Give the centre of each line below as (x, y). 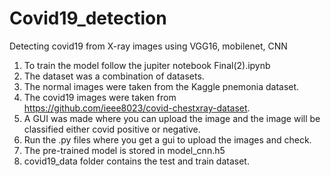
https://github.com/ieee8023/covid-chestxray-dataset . (137, 108)
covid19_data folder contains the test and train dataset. (136, 161)
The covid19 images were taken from (100, 97)
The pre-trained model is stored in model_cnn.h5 (124, 150)
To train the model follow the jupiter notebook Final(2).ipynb (147, 65)
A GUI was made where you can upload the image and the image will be (172, 118)
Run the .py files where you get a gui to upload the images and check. (167, 139)
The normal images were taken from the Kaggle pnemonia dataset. (161, 86)
